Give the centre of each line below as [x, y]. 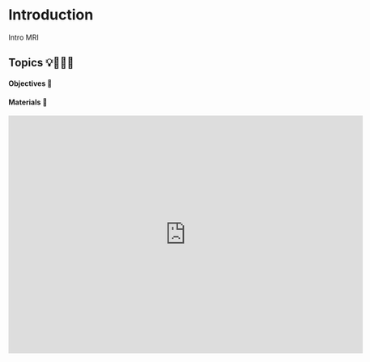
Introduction [51, 15]
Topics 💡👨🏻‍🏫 [41, 63]
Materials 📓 [28, 102]
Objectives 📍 [30, 83]
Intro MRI [23, 37]
